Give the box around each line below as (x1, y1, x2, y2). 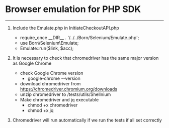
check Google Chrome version (20, 70, 83, 76)
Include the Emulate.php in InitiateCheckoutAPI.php (12, 25, 119, 31)
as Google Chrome (12, 60, 52, 66)
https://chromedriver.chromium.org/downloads (20, 86, 117, 92)
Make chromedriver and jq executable (20, 96, 99, 102)
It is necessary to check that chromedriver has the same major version (12, 55, 159, 61)
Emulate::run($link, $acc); (20, 45, 74, 51)
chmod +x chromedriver (27, 102, 78, 108)
